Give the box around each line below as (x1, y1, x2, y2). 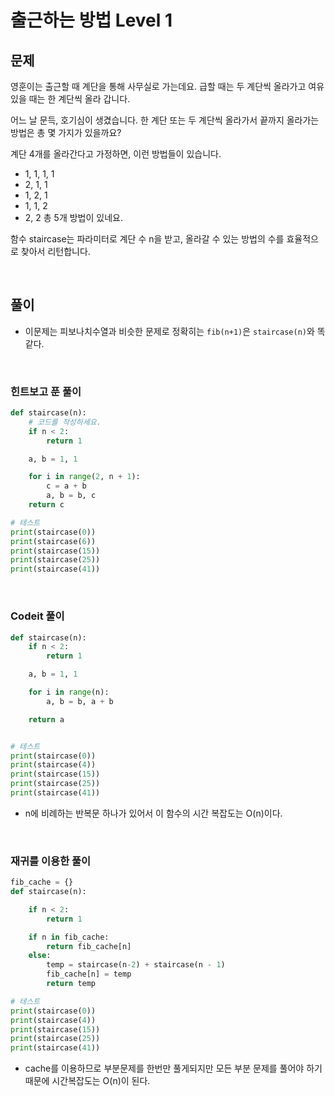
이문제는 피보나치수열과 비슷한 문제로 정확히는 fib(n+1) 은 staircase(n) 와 (24, 325, 315, 337)
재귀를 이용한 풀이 (10, 854, 92, 868)
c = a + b (46, 481, 87, 491)
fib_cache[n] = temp (46, 969, 132, 980)
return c (28, 500, 65, 510)
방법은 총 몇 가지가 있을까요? (10, 127, 122, 138)
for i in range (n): (28, 687, 110, 698)
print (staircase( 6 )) (10, 536, 97, 546)
